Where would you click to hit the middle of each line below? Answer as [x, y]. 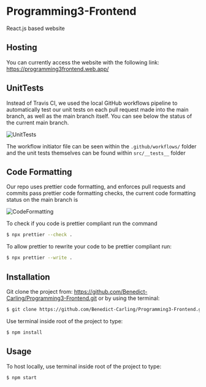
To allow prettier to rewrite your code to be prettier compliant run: [89, 247]
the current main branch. [38, 122]
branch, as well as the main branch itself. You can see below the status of [99, 116]
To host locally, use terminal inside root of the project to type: [84, 366]
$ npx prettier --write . [39, 258]
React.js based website [36, 28]
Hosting [22, 48]
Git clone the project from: [40, 291]
